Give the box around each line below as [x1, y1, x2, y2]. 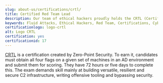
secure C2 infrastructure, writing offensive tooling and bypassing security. [5, 72, 154, 78]
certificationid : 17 [5, 39, 47, 43]
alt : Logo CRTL [5, 29, 36, 34]
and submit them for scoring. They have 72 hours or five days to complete [5, 62, 154, 68]
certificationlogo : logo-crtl [5, 25, 66, 30]
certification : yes [5, 34, 45, 39]
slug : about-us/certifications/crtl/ [5, 7, 81, 12]
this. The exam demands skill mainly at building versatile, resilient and [5, 67, 145, 73]
